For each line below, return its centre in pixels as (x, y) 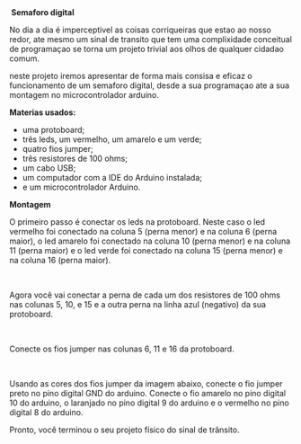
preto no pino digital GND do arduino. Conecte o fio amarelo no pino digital (147, 393)
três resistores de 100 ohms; (75, 158)
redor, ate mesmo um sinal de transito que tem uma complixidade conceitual (150, 39)
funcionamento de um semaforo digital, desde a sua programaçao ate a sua (150, 85)
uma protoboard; (53, 130)
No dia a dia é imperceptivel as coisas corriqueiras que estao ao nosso (140, 30)
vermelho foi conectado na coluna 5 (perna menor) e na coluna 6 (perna (143, 231)
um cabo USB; (49, 168)
